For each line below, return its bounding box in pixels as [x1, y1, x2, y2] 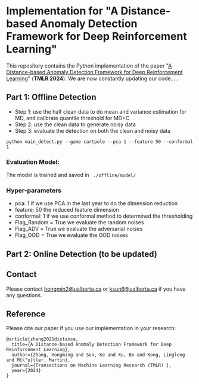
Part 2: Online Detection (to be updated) [6, 249, 158, 259]
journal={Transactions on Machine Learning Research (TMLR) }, [11, 362, 172, 368]
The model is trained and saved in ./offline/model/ [6, 172, 136, 179]
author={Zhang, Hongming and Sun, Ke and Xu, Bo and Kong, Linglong [11, 352, 185, 358]
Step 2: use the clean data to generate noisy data [14, 121, 136, 128]
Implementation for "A [6, 4, 119, 18]
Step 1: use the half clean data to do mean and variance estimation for [14, 108, 186, 115]
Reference [6, 309, 46, 319]
